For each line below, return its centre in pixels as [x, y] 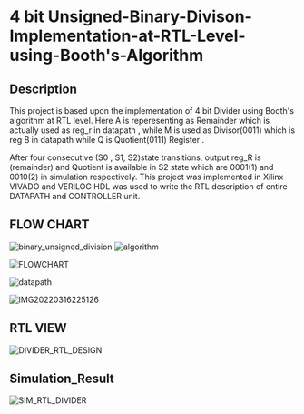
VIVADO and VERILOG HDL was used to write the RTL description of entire [148, 187]
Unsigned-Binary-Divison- [150, 17]
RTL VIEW [38, 328]
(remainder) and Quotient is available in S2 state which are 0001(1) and [142, 167]
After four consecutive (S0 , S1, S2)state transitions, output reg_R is [135, 157]
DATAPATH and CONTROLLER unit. [75, 196]
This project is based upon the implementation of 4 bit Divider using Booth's [152, 111]
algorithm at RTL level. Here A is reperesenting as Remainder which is [140, 121]
